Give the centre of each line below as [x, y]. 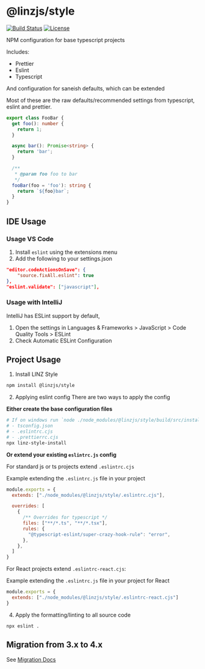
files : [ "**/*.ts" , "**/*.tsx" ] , [65, 523]
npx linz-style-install [37, 443]
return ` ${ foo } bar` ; [43, 191]
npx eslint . [23, 626]
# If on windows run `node [41, 420]
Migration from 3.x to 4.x [55, 645]
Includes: [18, 52]
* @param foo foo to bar [46, 174]
